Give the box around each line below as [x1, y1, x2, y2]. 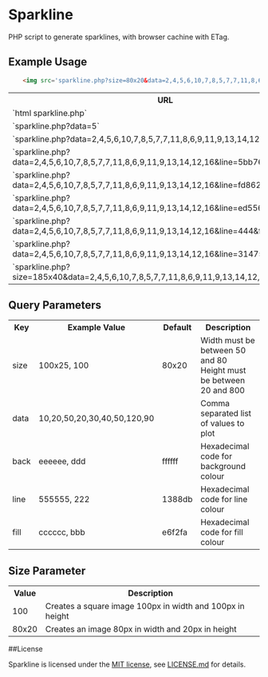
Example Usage [8, 55, 88, 69]
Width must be [200, 335, 255, 346]
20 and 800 [200, 385, 246, 396]
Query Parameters [8, 298, 102, 313]
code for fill [200, 527, 243, 538]
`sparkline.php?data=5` [12, 120, 100, 131]
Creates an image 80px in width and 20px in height [45, 623, 237, 635]
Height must [200, 365, 246, 376]
